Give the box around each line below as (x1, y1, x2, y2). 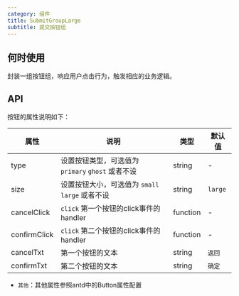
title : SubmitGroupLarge (7, 17, 81, 24)
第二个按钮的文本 (60, 261, 118, 270)
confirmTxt (11, 261, 48, 270)
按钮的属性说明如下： (7, 113, 70, 121)
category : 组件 (7, 10, 51, 18)
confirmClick (11, 230, 54, 239)
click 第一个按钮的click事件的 (60, 204, 161, 213)
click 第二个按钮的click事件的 (60, 226, 161, 235)
